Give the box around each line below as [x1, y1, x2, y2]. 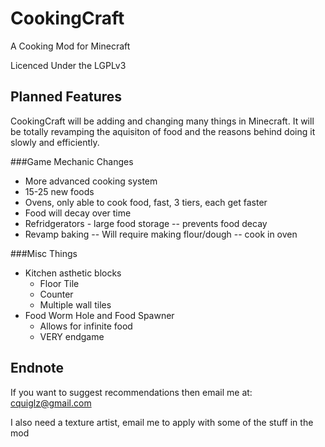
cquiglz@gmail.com [10, 397, 92, 409]
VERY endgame [39, 330, 105, 342]
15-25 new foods [24, 185, 95, 197]
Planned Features [10, 88, 123, 106]
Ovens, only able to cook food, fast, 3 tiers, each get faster [24, 196, 268, 208]
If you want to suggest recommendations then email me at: [10, 386, 253, 398]
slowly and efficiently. [10, 136, 100, 148]
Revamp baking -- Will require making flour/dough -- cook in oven [24, 228, 298, 240]
